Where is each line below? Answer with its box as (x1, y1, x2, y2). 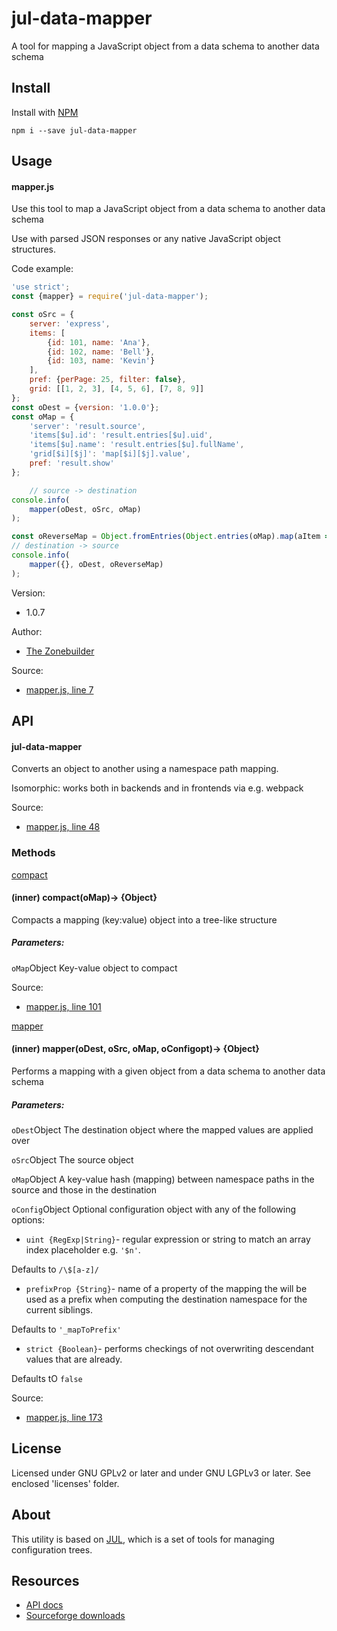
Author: (11, 625, 43, 637)
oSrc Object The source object (11, 1153, 134, 1166)
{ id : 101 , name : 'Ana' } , (47, 337, 151, 347)
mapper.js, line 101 (25, 1000, 102, 1012)
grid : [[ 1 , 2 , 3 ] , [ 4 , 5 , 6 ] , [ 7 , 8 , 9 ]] (29, 384, 205, 394)
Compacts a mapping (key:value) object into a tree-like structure (11, 913, 278, 926)
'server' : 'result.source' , (29, 421, 146, 431)
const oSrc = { (11, 310, 75, 320)
